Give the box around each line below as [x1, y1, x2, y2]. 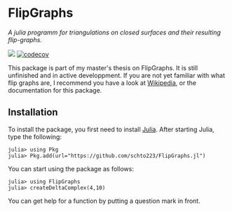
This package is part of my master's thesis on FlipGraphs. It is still [8, 63, 198, 72]
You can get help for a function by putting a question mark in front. [8, 197, 200, 205]
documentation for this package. [8, 86, 102, 94]
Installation [8, 107, 58, 119]
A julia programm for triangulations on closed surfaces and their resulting [8, 28, 221, 37]
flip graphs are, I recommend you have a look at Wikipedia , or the [8, 79, 197, 87]
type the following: [8, 132, 62, 141]
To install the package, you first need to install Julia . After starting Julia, [8, 125, 214, 133]
